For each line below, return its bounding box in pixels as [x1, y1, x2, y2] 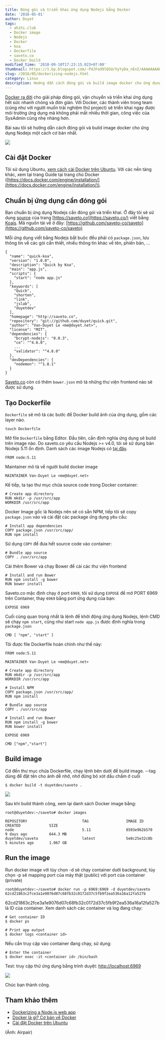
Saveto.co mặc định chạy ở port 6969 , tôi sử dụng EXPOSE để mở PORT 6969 [5, 590, 158, 596]
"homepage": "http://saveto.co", [9, 314, 78, 320]
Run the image [5, 854, 51, 862]
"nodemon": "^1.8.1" [14, 362, 56, 367]
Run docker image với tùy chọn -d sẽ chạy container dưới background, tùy [5, 866, 156, 873]
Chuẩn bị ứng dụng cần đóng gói [5, 196, 107, 205]
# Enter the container [5, 950, 52, 955]
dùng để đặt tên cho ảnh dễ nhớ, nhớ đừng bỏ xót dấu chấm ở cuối [5, 773, 140, 779]
